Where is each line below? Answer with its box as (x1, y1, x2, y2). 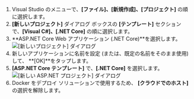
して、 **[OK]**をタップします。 (11, 57, 92, 64)
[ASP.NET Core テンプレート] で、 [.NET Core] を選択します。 (11, 65, 163, 71)
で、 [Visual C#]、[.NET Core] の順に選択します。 (11, 28, 133, 35)
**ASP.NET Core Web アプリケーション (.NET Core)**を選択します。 (11, 35, 181, 42)
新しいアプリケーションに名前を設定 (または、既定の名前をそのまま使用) (11, 50, 189, 57)
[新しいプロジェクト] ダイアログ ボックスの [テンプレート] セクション (11, 21, 182, 27)
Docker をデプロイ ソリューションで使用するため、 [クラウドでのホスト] (11, 80, 189, 86)
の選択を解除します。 (11, 87, 64, 94)
